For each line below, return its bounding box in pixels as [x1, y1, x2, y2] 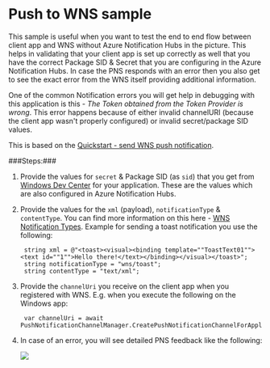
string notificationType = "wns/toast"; [23, 260, 162, 268]
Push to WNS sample [8, 5, 152, 23]
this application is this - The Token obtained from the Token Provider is [8, 99, 243, 108]
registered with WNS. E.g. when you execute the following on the [19, 290, 236, 299]
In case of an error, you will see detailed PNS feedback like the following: [19, 335, 263, 345]
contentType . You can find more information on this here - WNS [19, 213, 231, 222]
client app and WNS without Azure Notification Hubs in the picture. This [8, 40, 247, 49]
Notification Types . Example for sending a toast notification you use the [19, 222, 258, 231]
